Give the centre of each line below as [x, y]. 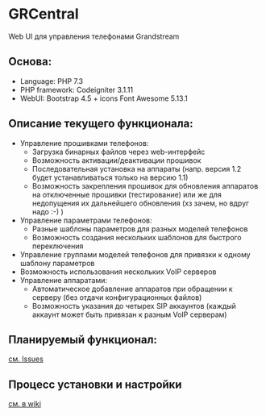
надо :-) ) [48, 211]
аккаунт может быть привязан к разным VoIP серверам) [129, 314]
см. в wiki [25, 404]
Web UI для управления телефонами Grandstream [94, 36]
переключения [58, 246]
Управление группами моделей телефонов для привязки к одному [135, 254]
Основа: [30, 62]
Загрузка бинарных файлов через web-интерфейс [118, 152]
